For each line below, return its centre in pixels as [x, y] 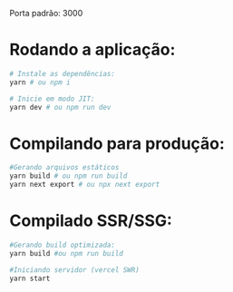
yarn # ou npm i [40, 82]
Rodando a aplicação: [92, 50]
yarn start [30, 278]
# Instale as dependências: [63, 73]
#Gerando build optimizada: [63, 245]
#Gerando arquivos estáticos [64, 168]
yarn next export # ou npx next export [85, 185]
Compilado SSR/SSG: [91, 221]
